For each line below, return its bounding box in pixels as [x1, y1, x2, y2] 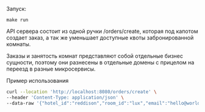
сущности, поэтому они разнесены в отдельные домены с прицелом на [6, 59, 195, 66]
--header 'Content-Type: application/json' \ [6, 94, 124, 100]
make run [6, 17, 29, 23]
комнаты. [6, 41, 31, 47]
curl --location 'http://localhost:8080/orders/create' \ [6, 89, 157, 95]
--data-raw [6, 100, 34, 106]
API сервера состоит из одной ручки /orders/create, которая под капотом [6, 27, 198, 35]
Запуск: [6, 5, 26, 12]
